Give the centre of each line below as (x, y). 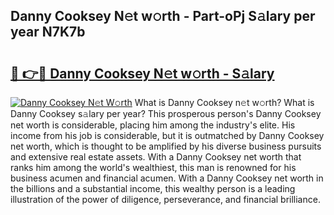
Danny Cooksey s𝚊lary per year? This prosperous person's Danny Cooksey (166, 113)
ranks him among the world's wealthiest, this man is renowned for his (153, 167)
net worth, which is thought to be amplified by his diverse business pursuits (166, 146)
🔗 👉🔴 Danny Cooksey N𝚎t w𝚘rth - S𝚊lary (142, 73)
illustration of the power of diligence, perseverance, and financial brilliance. (165, 199)
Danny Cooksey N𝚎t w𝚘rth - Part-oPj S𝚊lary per (163, 16)
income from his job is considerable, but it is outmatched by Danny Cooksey (167, 135)
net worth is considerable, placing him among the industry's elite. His (153, 125)
